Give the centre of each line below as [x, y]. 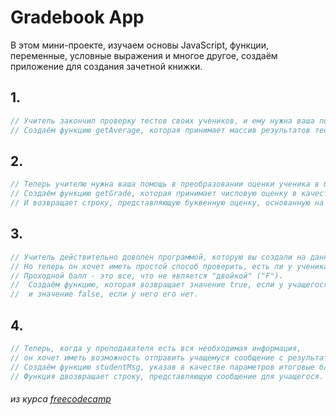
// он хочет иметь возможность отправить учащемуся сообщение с [147, 357]
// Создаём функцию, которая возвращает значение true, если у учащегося [169, 285]
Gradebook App [77, 17]
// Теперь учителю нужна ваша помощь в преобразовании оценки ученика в [165, 184]
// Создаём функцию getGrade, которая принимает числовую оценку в [154, 194]
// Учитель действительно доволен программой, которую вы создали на [158, 257]
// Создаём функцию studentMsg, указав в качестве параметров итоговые [162, 367]
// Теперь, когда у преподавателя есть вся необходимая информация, [156, 348]
